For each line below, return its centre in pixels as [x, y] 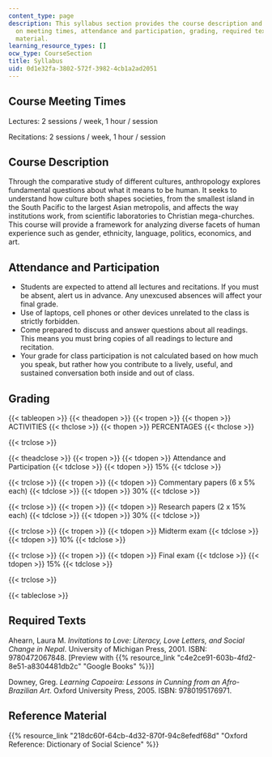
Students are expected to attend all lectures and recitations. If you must [139, 287]
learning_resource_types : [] [57, 46]
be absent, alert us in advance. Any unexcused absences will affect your [141, 296]
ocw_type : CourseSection [50, 53]
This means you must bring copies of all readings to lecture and [126, 339]
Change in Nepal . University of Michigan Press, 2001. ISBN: [108, 648]
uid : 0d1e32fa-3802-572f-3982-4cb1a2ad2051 [83, 69]
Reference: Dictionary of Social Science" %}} [84, 744]
